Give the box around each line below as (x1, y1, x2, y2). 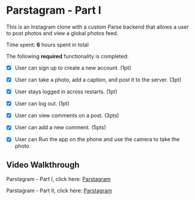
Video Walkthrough (6, 160, 80, 170)
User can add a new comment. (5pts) (14, 124, 106, 131)
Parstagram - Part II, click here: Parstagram (6, 187, 112, 194)
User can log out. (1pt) (14, 100, 70, 107)
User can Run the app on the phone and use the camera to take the (14, 136, 180, 143)
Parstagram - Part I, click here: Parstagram (6, 176, 111, 183)
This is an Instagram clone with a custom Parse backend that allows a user (6, 23, 189, 30)
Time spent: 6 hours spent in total (6, 41, 89, 48)
